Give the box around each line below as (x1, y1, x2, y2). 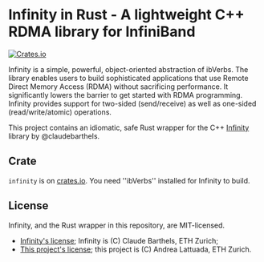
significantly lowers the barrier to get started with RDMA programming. (8, 90, 243, 99)
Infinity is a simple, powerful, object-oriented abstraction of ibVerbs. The (8, 64, 249, 74)
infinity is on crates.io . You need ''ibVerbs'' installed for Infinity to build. (8, 175, 250, 185)
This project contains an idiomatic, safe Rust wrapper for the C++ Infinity (8, 123, 250, 132)
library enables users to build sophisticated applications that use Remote (8, 73, 249, 83)
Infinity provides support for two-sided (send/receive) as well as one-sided (8, 99, 257, 108)
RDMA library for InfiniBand (8, 22, 196, 41)
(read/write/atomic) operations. (8, 107, 112, 117)
